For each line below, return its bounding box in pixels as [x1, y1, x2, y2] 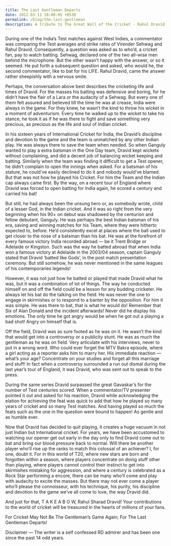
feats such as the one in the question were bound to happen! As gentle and [5, 408, 163, 415]
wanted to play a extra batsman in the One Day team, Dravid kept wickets [5, 147, 159, 153]
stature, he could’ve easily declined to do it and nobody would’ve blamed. [5, 169, 160, 175]
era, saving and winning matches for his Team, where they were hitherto [5, 222, 157, 228]
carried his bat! [5, 190, 37, 197]
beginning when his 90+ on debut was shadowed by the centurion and [5, 211, 154, 217]
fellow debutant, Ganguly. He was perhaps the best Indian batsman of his [5, 217, 159, 223]
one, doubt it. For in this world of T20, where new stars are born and [5, 451, 149, 457]
